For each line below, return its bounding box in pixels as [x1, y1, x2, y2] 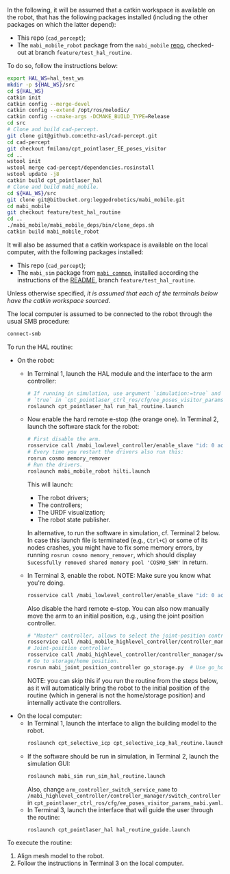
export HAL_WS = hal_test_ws [7, 75, 84, 82]
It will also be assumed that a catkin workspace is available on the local [7, 240, 208, 249]
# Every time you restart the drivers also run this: [27, 449, 184, 456]
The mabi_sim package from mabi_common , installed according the [16, 268, 199, 277]
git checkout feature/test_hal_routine [7, 209, 121, 216]
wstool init [7, 158, 41, 165]
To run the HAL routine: [7, 343, 73, 351]
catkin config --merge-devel [7, 100, 90, 107]
